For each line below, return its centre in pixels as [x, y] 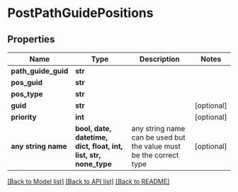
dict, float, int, [99, 146]
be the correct [155, 155]
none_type [93, 164]
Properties [31, 39]
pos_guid [27, 83]
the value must [156, 146]
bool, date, [93, 129]
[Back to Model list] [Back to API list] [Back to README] [89, 181]
